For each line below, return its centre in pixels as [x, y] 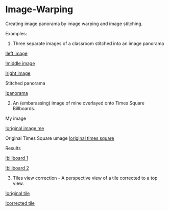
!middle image [20, 63]
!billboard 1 [17, 158]
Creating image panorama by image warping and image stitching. [74, 24]
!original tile [18, 193]
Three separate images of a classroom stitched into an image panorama [88, 43]
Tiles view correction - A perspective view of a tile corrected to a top [85, 178]
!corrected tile [20, 203]
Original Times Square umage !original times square [60, 138]
